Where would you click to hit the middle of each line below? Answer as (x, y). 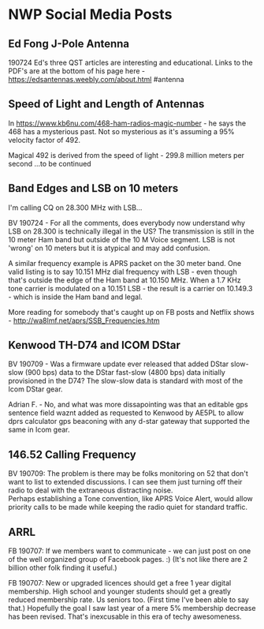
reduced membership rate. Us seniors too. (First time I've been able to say (129, 600)
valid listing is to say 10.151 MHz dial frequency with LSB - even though (123, 271)
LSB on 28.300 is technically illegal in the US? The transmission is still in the (131, 231)
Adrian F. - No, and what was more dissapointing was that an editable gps (128, 405)
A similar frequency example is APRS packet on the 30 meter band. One (125, 263)
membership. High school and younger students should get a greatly (119, 592)
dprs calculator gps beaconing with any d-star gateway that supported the (129, 421)
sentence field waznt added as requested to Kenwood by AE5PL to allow (126, 413)
